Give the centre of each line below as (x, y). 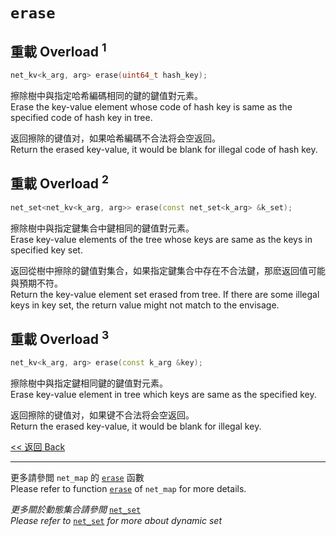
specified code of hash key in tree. (81, 117)
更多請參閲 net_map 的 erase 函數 (77, 478)
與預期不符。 (36, 283)
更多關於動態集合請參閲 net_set (76, 510)
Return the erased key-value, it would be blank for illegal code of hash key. (164, 149)
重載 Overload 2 (59, 182)
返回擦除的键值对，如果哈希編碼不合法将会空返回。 (115, 138)
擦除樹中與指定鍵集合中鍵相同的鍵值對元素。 (102, 228)
